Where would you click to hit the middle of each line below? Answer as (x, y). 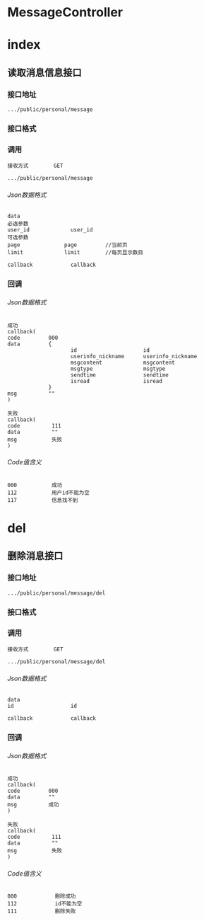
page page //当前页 (67, 245)
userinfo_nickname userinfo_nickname (134, 356)
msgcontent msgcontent (122, 362)
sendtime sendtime (120, 375)
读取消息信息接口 (44, 73)
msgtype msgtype (118, 369)
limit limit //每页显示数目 (75, 253)
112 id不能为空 (45, 904)
